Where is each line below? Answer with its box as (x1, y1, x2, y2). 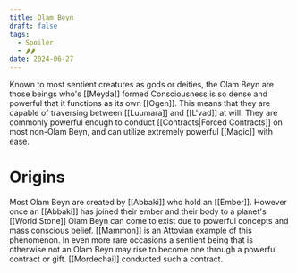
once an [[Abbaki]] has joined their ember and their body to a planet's (9, 206, 267, 217)
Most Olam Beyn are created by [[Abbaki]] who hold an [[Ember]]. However (9, 196, 288, 207)
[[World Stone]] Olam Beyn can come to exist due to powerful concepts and (9, 215, 289, 226)
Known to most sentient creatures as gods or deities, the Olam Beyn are (9, 79, 275, 89)
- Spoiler (17, 37, 54, 47)
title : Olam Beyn (9, 12, 74, 22)
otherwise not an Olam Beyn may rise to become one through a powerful (9, 244, 277, 254)
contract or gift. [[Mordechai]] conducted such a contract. (9, 253, 224, 264)
